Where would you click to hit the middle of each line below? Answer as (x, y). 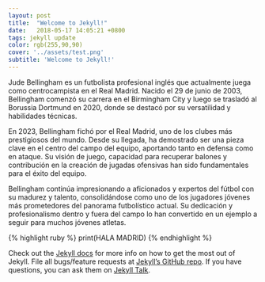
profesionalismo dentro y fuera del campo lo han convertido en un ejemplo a (133, 214)
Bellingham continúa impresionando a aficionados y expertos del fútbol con (131, 189)
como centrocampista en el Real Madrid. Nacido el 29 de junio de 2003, (125, 90)
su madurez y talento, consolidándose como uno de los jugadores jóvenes (129, 197)
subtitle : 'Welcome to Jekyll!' (61, 60)
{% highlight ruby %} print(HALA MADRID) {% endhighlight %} (110, 238)
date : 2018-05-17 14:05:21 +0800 (67, 30)
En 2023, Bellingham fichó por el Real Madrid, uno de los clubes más (120, 131)
